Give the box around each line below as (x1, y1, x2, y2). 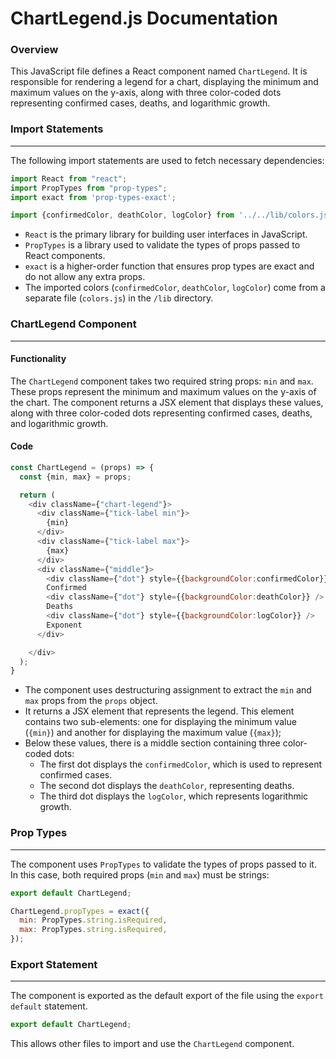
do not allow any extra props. (24, 271, 146, 283)
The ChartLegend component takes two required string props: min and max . (10, 375, 314, 387)
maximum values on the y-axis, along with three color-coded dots (10, 87, 282, 99)
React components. (24, 250, 106, 262)
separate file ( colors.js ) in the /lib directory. (24, 292, 214, 304)
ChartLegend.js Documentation (10, 7, 278, 30)
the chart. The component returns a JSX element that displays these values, (10, 396, 324, 408)
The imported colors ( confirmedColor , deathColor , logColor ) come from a (24, 282, 326, 294)
